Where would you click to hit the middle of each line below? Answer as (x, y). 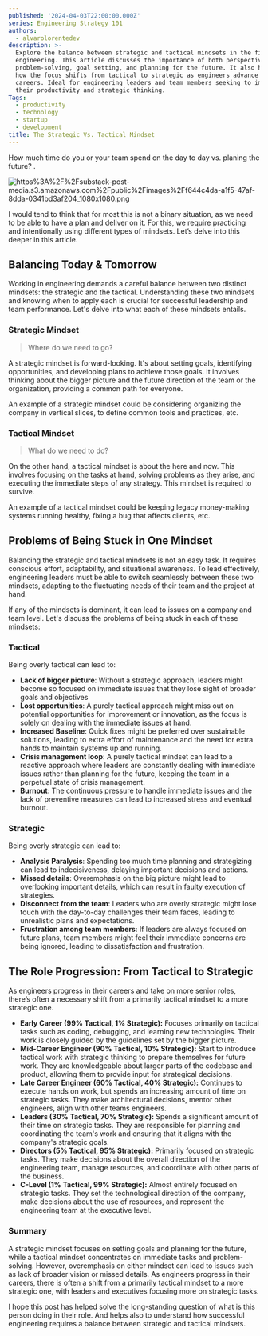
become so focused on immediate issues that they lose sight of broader (138, 689)
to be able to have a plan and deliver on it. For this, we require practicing (127, 222)
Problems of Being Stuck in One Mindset (110, 541)
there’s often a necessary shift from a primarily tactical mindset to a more (128, 999)
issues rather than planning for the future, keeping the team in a (124, 774)
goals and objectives (54, 698)
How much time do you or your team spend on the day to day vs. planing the (134, 158)
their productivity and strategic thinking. (91, 90)
